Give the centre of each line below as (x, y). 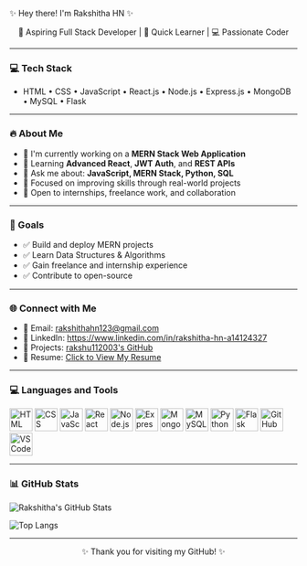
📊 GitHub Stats (44, 484)
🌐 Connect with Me (53, 308)
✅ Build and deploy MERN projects (88, 244)
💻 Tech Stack (41, 68)
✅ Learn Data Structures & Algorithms (94, 254)
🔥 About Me (37, 133)
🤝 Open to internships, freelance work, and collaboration (129, 192)
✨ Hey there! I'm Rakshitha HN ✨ (72, 13)
